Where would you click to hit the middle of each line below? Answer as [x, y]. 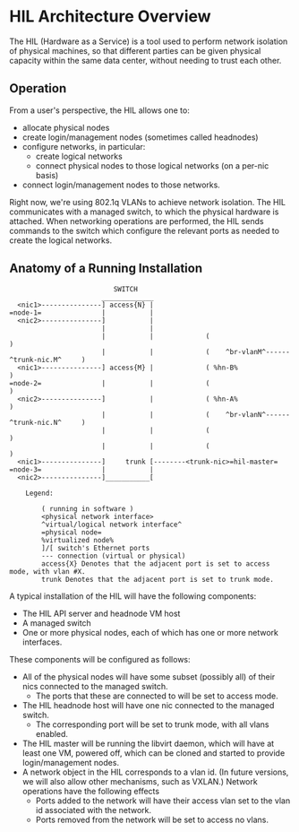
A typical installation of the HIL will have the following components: [133, 596]
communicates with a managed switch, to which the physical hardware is [144, 212]
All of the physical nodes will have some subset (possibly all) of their [149, 676]
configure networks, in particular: [84, 146]
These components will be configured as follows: [100, 659]
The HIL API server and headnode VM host [101, 613]
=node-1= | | [81, 312]
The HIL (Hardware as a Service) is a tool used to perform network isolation [149, 41]
